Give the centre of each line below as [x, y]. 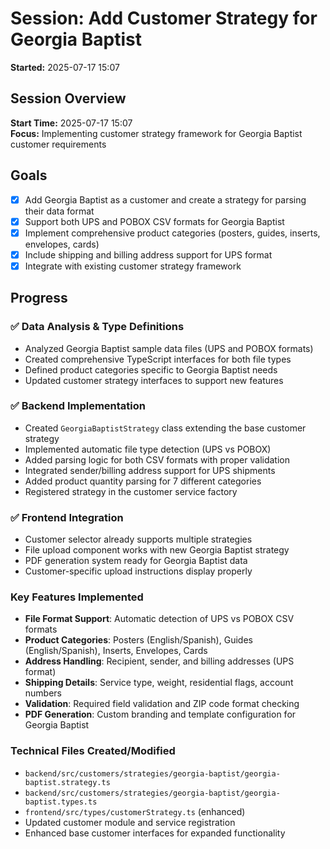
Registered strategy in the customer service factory [131, 491]
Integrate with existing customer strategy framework [133, 266]
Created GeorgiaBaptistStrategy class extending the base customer [165, 428]
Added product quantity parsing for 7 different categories [143, 481]
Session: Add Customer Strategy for [164, 18]
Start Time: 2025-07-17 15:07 [71, 123]
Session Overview [68, 98]
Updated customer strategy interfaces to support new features [154, 380]
